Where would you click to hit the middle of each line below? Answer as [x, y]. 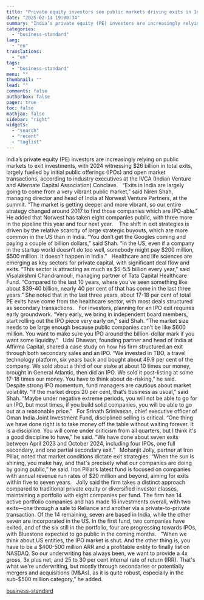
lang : [13, 40]
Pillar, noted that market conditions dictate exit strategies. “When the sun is [100, 456]
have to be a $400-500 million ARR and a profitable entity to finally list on [98, 547]
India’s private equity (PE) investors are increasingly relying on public [93, 159]
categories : [21, 29]
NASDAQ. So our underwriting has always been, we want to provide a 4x [97, 553]
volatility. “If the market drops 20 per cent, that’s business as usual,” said [97, 391]
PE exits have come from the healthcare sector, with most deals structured [100, 301]
